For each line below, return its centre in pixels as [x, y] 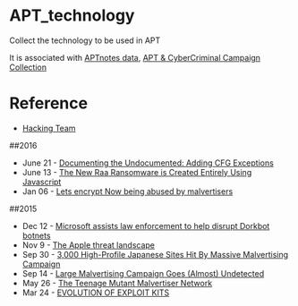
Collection [28, 67]
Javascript [42, 182]
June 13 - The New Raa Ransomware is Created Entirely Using [137, 172]
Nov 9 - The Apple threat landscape [88, 245]
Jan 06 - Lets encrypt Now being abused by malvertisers [128, 191]
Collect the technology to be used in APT [85, 40]
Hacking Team [49, 128]
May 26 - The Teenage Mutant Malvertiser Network [117, 283]
